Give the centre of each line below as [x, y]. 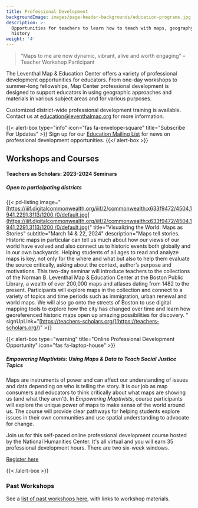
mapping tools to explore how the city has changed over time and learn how [98, 309]
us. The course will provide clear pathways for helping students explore [93, 411]
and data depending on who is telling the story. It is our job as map [87, 386]
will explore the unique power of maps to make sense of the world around [95, 405]
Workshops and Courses [52, 159]
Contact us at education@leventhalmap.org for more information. [85, 116]
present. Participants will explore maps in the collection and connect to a [94, 290]
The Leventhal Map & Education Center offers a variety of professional [92, 73]
